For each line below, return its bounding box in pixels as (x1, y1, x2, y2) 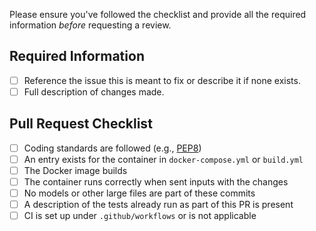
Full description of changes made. (23, 85, 165, 98)
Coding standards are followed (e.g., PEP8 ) (23, 142, 202, 154)
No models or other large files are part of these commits (23, 187, 256, 199)
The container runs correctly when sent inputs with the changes (23, 175, 289, 188)
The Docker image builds (23, 164, 128, 176)
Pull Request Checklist (9, 115, 153, 133)
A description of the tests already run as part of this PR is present (23, 199, 294, 211)
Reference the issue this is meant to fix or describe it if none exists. (23, 74, 301, 86)
